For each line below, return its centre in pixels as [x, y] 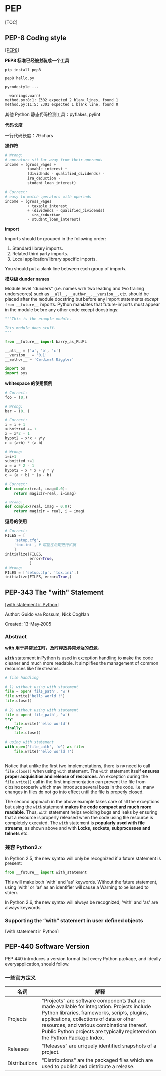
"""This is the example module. [38, 319]
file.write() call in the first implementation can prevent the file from [75, 781]
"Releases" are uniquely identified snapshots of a [99, 1046]
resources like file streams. [33, 668]
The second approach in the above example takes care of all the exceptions [82, 801]
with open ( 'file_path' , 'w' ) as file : [45, 747]
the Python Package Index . [73, 1038]
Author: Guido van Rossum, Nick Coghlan [47, 614]
